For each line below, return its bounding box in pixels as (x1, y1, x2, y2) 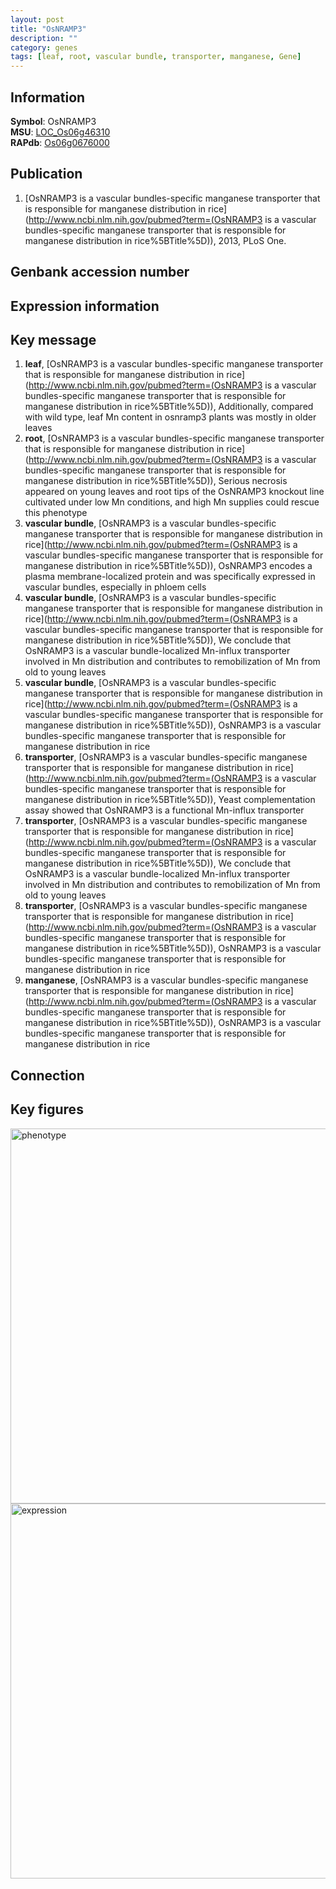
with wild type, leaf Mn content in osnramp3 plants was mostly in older (24, 411, 317, 423)
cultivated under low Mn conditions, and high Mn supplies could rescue (24, 496, 320, 508)
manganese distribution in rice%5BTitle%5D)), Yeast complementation (24, 794, 316, 806)
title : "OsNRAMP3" (10, 24, 87, 34)
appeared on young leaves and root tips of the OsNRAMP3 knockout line (24, 486, 325, 498)
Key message (10, 331, 97, 348)
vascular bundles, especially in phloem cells (24, 581, 207, 593)
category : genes (10, 42, 78, 53)
